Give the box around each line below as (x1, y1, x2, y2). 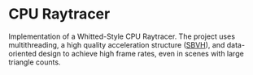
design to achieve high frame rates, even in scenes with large (37, 48, 244, 58)
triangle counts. (8, 57, 61, 67)
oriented (8, 48, 37, 58)
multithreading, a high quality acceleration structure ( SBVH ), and (8, 40, 225, 49)
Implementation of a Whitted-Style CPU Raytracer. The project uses (8, 31, 236, 41)
